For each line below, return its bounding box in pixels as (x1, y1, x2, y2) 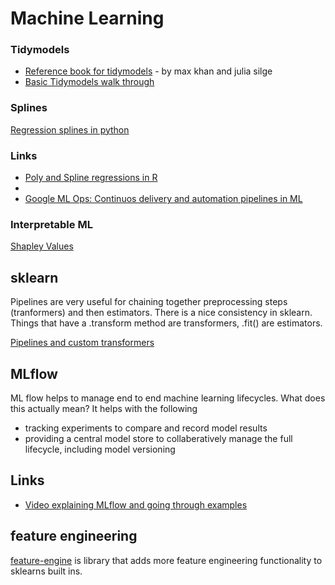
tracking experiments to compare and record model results (24, 422, 268, 434)
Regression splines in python (10, 123, 130, 136)
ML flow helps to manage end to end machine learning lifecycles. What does (10, 392, 326, 404)
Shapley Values (10, 240, 74, 252)
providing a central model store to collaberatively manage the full (24, 433, 293, 444)
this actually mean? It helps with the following (10, 403, 198, 414)
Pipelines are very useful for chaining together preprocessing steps (10, 296, 288, 308)
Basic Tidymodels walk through (24, 76, 155, 88)
